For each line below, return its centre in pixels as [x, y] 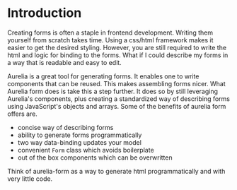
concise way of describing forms [65, 127]
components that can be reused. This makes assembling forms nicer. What [116, 83]
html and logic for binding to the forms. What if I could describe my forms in [118, 55]
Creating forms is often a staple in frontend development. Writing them [110, 32]
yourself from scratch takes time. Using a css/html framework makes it [110, 40]
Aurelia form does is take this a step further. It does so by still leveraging [112, 91]
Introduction [45, 13]
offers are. [22, 114]
